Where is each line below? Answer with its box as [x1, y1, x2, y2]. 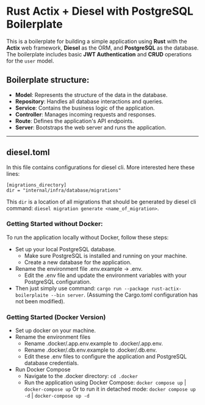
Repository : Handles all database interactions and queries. [15, 97, 164, 105]
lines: [6, 170, 20, 177]
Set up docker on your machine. [15, 327, 96, 335]
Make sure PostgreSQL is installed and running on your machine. [24, 252, 187, 259]
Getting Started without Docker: [6, 219, 103, 228]
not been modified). [15, 297, 65, 305]
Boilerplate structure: [6, 75, 90, 85]
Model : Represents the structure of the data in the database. [15, 91, 168, 99]
